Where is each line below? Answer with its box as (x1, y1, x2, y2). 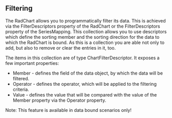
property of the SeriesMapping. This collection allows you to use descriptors (5, 28, 167, 35)
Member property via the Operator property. (12, 97, 106, 103)
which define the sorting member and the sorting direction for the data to (5, 34, 160, 40)
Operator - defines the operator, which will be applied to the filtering (12, 81, 157, 87)
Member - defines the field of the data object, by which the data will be (12, 70, 163, 76)
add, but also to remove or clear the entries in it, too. (5, 44, 116, 51)
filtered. (12, 75, 30, 81)
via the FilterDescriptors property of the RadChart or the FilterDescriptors (5, 23, 160, 29)
